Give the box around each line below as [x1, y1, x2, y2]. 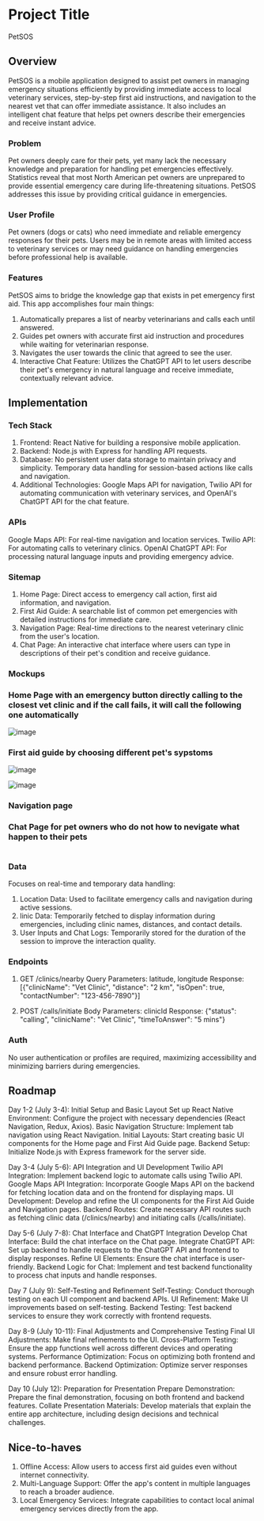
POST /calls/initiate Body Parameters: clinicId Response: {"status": [19, 1006, 237, 1016]
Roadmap [8, 1084, 57, 1098]
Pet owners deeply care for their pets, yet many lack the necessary [8, 156, 227, 166]
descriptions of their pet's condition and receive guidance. [19, 648, 211, 657]
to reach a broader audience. [19, 1487, 115, 1496]
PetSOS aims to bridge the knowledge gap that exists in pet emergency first [8, 290, 255, 300]
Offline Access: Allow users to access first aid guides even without [19, 1462, 237, 1472]
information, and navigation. [19, 597, 111, 607]
